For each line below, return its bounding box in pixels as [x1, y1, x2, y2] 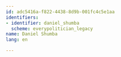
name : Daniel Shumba [5, 31, 58, 37]
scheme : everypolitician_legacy [11, 25, 94, 32]
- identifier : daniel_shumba [5, 20, 80, 26]
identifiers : [5, 14, 39, 20]
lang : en [5, 37, 28, 43]
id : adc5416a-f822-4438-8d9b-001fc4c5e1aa [5, 8, 115, 15]
